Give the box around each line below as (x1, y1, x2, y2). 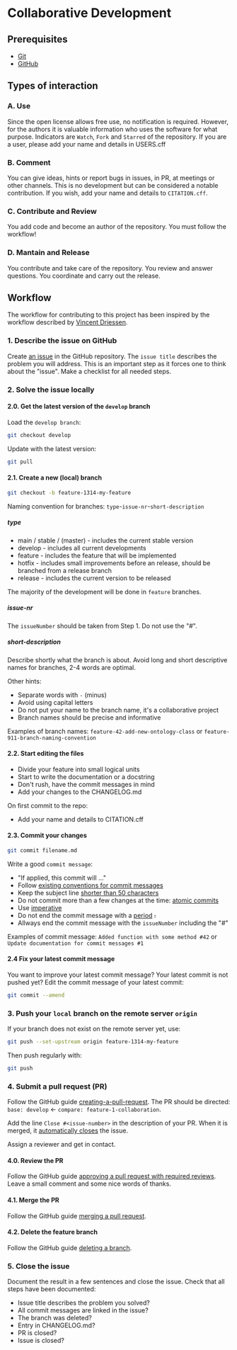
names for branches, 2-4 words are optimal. (7, 663, 137, 671)
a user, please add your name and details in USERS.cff (7, 140, 166, 148)
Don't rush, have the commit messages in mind (17, 780, 156, 788)
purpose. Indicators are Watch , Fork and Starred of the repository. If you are (7, 132, 227, 141)
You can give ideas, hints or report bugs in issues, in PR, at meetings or (7, 174, 215, 182)
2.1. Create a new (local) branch (7, 473, 103, 482)
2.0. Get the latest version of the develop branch (7, 402, 151, 411)
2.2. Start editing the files (7, 749, 84, 758)
